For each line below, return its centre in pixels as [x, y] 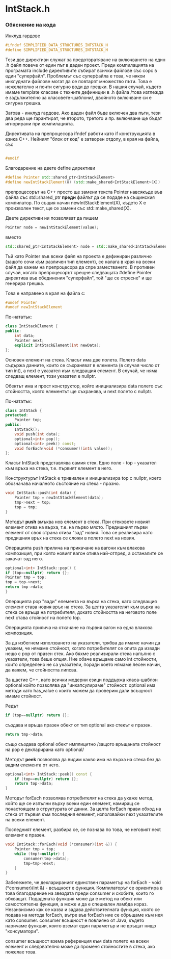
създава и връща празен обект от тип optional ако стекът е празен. [79, 725]
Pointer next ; [29, 340]
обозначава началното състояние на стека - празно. [63, 484]
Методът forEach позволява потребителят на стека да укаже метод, [80, 798]
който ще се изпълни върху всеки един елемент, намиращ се [73, 804]
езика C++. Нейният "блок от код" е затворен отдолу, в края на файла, [82, 139]
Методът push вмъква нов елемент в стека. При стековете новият [78, 522]
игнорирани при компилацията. [40, 124]
